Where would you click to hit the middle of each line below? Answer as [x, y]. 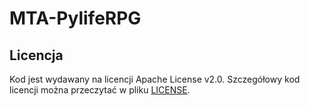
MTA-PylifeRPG [75, 18]
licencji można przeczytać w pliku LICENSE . [100, 90]
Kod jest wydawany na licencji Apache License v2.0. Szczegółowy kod [155, 79]
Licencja [36, 55]
